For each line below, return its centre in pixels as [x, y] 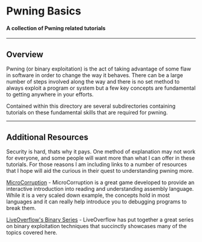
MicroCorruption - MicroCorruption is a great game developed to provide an [100, 182]
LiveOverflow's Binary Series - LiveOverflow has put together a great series [100, 220]
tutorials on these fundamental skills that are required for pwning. [87, 113]
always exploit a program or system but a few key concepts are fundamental [101, 88]
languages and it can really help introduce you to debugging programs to [96, 202]
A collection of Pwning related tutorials [56, 28]
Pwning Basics [44, 11]
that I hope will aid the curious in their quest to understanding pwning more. [100, 171]
